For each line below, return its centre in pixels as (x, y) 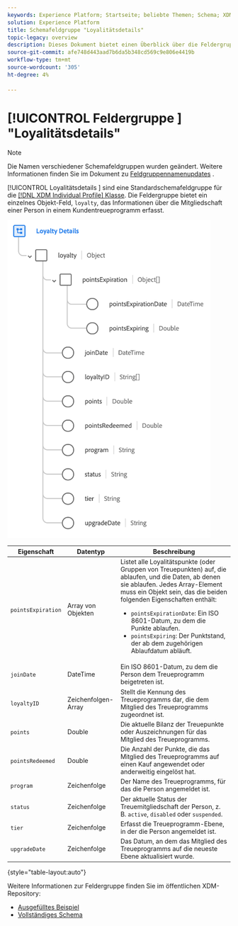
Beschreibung (174, 551)
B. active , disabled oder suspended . (171, 814)
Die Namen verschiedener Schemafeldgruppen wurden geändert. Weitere (115, 166)
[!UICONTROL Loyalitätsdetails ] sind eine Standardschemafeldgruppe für (115, 188)
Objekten (80, 614)
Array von (81, 606)
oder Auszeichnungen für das (164, 732)
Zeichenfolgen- (90, 699)
